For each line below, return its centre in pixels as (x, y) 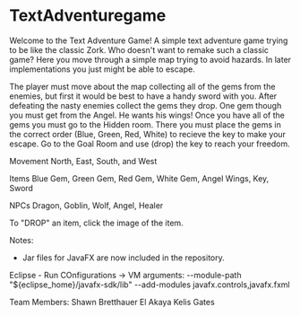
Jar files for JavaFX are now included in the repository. (124, 258)
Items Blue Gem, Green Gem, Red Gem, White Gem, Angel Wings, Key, (139, 178)
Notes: (21, 240)
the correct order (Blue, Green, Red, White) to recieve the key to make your (148, 134)
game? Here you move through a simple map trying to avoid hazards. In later (150, 59)
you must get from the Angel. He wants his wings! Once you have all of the (147, 115)
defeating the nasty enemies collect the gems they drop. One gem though (146, 105)
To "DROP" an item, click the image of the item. (96, 223)
